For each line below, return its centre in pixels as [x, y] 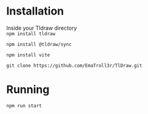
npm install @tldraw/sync [39, 44]
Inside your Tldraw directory [42, 28]
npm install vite [28, 55]
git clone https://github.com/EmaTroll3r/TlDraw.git [74, 65]
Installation [35, 11]
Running [28, 90]
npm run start [24, 106]
